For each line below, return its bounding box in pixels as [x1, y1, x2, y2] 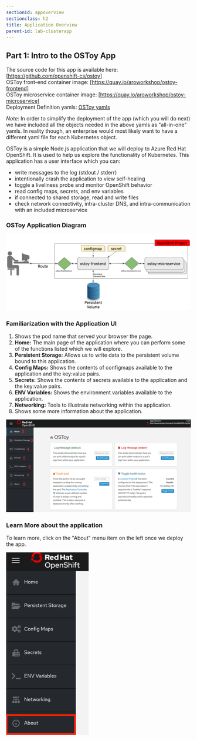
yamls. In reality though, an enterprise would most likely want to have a [6, 128, 178, 135]
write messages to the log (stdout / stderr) [14, 169, 117, 176]
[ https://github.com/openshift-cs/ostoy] [6, 72, 103, 79]
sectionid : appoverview [6, 9, 64, 15]
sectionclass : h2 [6, 15, 49, 22]
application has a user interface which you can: [6, 157, 121, 165]
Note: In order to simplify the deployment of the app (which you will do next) [6, 115, 191, 122]
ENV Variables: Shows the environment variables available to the [14, 388, 172, 396]
